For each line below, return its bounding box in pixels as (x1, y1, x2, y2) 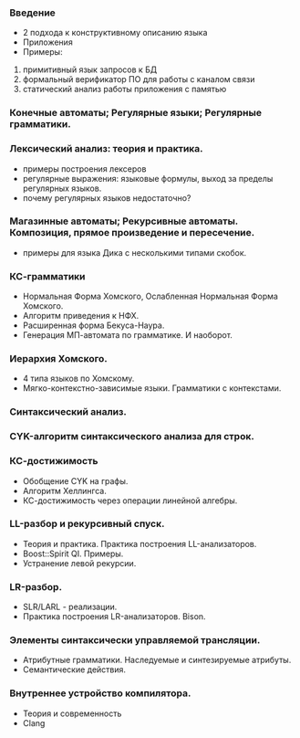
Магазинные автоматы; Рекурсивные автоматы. (9, 215, 239, 227)
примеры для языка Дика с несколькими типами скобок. (22, 247, 247, 258)
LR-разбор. (9, 580, 62, 593)
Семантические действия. (22, 664, 126, 675)
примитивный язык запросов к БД (22, 64, 158, 75)
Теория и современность (22, 708, 122, 719)
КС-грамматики (9, 269, 86, 282)
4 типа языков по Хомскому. (22, 373, 135, 385)
